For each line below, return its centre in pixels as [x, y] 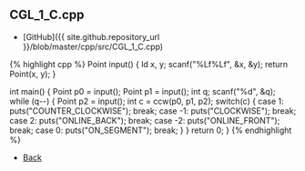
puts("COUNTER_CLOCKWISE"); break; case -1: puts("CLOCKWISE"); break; [153, 111]
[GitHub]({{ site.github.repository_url [91, 36]
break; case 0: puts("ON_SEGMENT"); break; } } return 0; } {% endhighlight [151, 130]
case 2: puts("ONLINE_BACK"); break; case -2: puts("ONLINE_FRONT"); [145, 120]
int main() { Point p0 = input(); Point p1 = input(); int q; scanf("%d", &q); [142, 91]
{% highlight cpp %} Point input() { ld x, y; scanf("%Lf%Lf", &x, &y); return [149, 64]
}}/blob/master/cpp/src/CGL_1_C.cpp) [93, 46]
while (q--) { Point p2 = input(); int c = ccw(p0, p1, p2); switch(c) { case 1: [147, 101]
